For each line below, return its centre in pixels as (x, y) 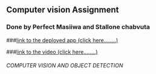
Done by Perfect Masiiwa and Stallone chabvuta (78, 27)
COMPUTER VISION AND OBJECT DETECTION (65, 66)
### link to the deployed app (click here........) (62, 40)
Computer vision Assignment (63, 10)
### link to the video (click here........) (52, 52)
